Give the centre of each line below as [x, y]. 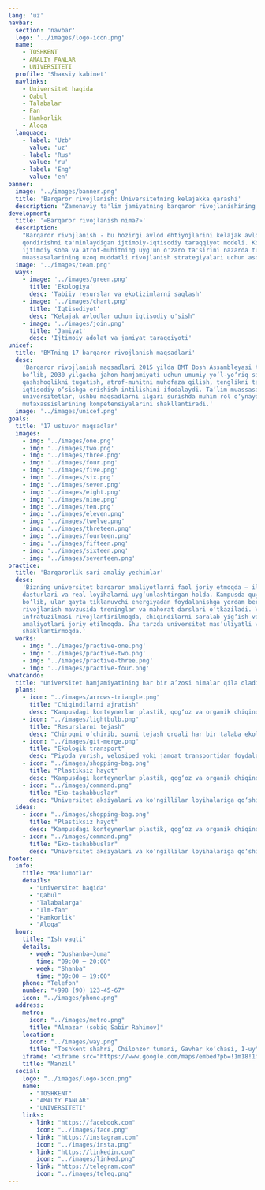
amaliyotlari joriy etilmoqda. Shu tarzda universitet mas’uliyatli [137, 624]
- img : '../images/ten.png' [68, 507]
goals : [19, 419]
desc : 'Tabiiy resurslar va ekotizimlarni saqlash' [116, 294]
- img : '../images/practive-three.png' [88, 660]
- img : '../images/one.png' [68, 441]
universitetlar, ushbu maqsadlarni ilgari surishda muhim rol [127, 397]
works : [26, 639]
